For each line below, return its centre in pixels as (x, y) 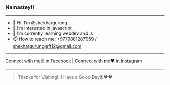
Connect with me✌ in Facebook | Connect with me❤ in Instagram (74, 61)
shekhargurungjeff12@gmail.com (47, 46)
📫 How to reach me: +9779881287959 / (55, 39)
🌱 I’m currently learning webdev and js (53, 33)
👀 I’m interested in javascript (42, 28)
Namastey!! (20, 7)
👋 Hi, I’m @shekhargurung (40, 23)
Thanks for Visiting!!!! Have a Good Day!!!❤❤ (65, 77)
